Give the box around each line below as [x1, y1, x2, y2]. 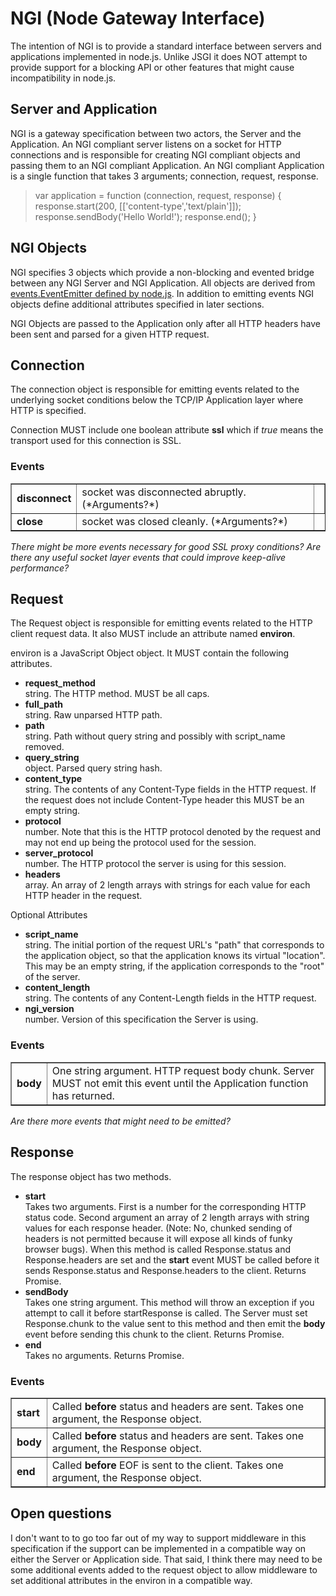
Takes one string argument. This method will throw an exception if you [24, 1296, 315, 1308]
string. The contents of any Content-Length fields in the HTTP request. [24, 992, 317, 1004]
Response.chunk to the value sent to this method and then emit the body [24, 1317, 326, 1329]
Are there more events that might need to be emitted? [10, 1115, 231, 1127]
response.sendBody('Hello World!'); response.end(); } [34, 210, 257, 222]
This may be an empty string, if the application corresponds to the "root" [24, 960, 325, 972]
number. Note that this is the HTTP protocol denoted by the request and [24, 826, 322, 838]
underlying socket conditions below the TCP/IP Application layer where [10, 394, 304, 406]
